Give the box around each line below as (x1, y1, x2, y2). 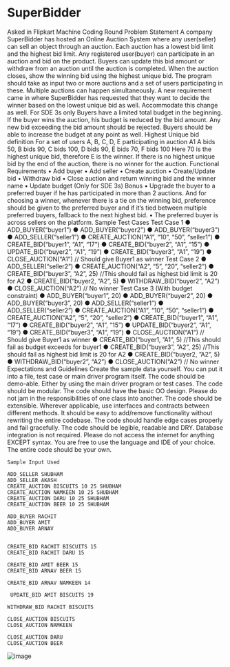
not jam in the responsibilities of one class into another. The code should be (7, 394, 222, 402)
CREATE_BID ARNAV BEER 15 (7, 567, 81, 574)
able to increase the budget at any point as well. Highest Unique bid (7, 130, 200, 139)
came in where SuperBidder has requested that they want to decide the (7, 93, 210, 101)
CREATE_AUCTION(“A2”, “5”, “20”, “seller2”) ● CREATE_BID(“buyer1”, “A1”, (7, 313, 219, 321)
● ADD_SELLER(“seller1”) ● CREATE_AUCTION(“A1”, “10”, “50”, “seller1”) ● (7, 232, 220, 241)
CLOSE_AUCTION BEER (7, 639, 63, 646)
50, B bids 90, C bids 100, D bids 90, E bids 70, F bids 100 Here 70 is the (7, 145, 212, 153)
